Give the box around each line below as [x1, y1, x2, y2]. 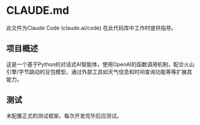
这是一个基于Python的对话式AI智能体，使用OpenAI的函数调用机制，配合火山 [6, 61, 195, 68]
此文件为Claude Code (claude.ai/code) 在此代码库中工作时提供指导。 [6, 24, 177, 31]
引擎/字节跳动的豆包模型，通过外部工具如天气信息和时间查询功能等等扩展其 [6, 68, 193, 75]
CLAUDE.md [6, 4, 70, 17]
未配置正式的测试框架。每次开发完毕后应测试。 [6, 112, 122, 119]
